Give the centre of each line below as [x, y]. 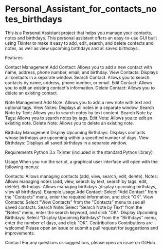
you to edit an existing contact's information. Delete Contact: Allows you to [80, 88]
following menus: [22, 167]
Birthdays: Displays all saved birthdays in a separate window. [66, 143]
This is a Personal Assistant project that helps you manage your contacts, [79, 33]
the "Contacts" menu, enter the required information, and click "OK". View [79, 197]
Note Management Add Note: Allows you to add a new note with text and [78, 102]
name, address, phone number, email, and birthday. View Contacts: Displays [81, 72]
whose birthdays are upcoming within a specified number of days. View [77, 138]
